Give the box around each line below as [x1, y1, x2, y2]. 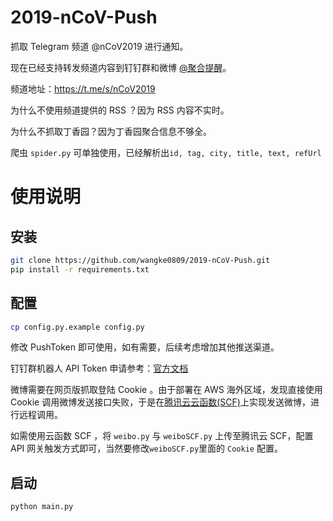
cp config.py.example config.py [10, 322, 145, 332]
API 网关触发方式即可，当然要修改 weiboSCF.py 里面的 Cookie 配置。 [10, 442, 283, 455]
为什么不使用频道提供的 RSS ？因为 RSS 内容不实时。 [10, 104, 230, 116]
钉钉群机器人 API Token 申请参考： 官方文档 [10, 362, 189, 375]
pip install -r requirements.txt [10, 264, 150, 275]
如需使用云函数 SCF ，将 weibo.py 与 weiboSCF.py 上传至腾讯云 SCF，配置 [10, 430, 314, 442]
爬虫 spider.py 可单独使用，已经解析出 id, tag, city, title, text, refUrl [10, 146, 322, 158]
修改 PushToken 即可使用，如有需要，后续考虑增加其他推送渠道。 [10, 341, 280, 353]
